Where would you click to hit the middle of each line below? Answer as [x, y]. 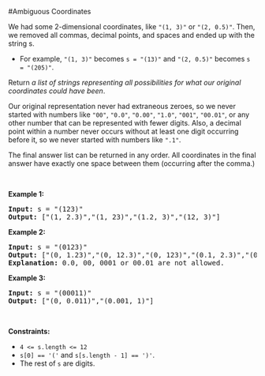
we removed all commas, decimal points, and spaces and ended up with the [131, 35]
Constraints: [29, 331]
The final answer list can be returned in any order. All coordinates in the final [132, 155]
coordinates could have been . [57, 91]
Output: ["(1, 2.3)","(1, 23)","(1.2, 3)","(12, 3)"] [114, 217]
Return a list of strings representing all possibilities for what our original [125, 83]
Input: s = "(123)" [46, 209]
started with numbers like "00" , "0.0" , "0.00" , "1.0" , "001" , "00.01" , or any [129, 115]
